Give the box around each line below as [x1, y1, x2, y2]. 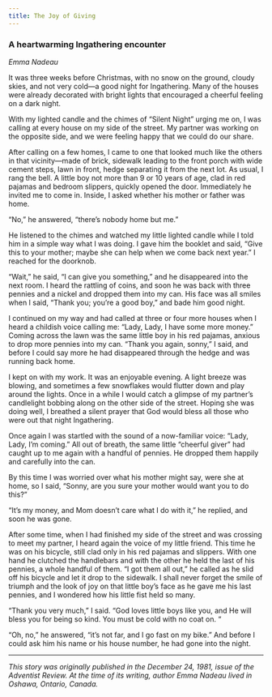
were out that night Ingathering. [8, 415, 114, 425]
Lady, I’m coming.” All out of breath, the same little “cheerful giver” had [8, 439, 245, 449]
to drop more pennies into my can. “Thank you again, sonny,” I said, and [8, 339, 249, 348]
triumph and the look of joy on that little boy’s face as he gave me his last [8, 581, 252, 591]
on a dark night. [8, 98, 62, 108]
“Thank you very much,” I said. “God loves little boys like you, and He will [8, 605, 253, 615]
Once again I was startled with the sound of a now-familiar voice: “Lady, [8, 430, 249, 440]
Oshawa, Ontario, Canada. [8, 678, 99, 689]
